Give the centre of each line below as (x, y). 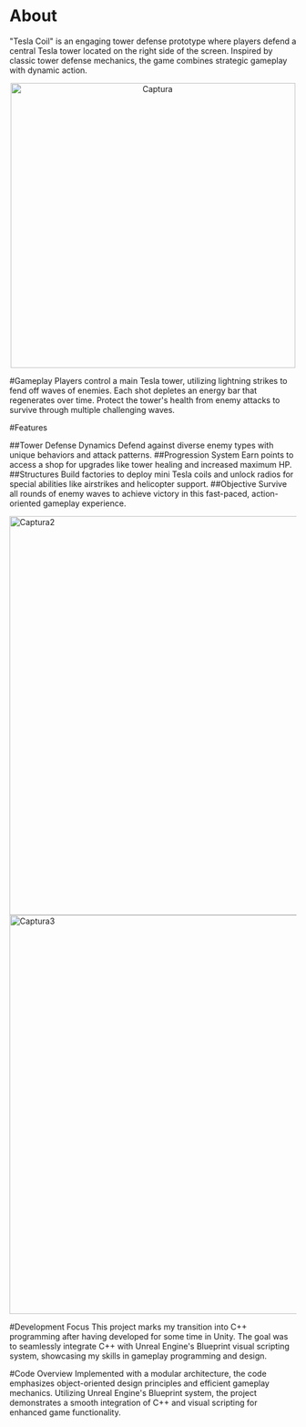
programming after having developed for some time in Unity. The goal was (149, 1336)
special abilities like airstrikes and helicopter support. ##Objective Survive (148, 483)
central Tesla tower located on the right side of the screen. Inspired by (141, 50)
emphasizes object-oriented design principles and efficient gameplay (140, 1383)
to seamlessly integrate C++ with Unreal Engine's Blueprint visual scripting (149, 1346)
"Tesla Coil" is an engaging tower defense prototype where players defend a (153, 41)
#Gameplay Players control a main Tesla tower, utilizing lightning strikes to (148, 380)
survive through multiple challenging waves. (92, 409)
